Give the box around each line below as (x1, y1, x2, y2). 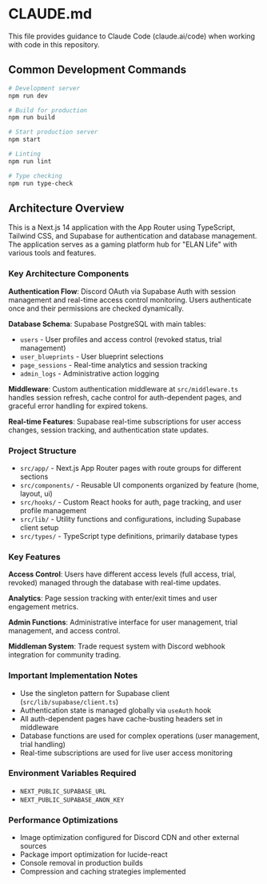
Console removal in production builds (19, 858, 144, 868)
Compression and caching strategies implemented (19, 866, 186, 877)
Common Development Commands (8, 63, 186, 77)
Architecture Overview (8, 201, 125, 215)
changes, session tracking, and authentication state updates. (8, 425, 209, 435)
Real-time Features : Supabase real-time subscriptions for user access (8, 416, 241, 426)
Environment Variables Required (8, 768, 137, 779)
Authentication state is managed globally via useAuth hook (19, 705, 212, 715)
